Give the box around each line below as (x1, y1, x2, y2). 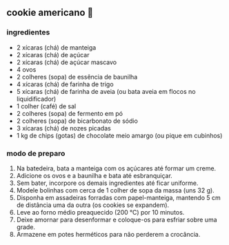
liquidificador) (16, 95, 57, 103)
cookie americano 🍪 (6, 7, 94, 19)
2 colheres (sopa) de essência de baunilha (16, 72, 138, 81)
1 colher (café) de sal (16, 101, 77, 110)
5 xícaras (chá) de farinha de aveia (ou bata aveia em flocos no (16, 87, 196, 95)
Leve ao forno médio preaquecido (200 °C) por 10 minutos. (16, 208, 185, 216)
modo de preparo (6, 148, 66, 158)
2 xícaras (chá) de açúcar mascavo (16, 58, 117, 66)
